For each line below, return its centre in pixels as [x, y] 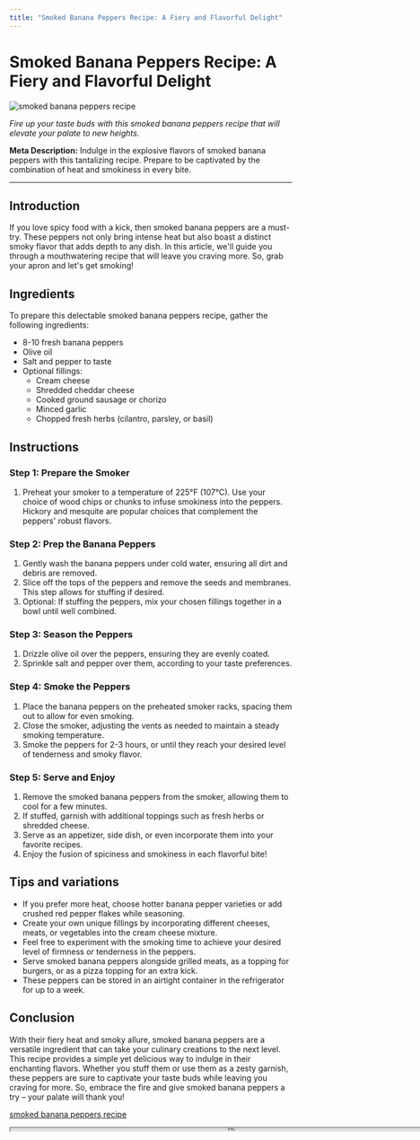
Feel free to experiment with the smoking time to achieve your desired [152, 942]
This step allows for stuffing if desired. [93, 592]
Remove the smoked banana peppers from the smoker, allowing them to [155, 797]
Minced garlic [61, 409]
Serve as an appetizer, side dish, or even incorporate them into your [148, 835]
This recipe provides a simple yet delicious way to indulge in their [130, 1058]
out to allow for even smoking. [78, 715]
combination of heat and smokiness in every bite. [100, 169]
